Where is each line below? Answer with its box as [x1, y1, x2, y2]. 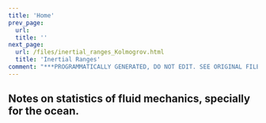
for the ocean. [8, 104, 79, 118]
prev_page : [8, 19, 44, 27]
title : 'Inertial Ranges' [15, 56, 101, 64]
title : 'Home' [8, 11, 55, 20]
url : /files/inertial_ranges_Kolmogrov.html [15, 48, 165, 56]
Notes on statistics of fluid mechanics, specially [8, 92, 251, 106]
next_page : [8, 41, 44, 49]
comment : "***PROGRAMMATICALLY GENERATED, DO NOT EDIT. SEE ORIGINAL [8, 63, 243, 71]
